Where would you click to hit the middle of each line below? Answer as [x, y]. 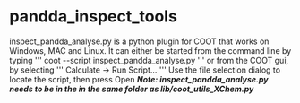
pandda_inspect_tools [93, 17]
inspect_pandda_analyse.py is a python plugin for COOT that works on [139, 41]
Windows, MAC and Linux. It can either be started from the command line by [150, 50]
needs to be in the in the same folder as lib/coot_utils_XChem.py [132, 89]
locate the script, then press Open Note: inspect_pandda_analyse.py [139, 79]
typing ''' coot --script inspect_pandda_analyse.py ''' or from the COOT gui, [149, 60]
